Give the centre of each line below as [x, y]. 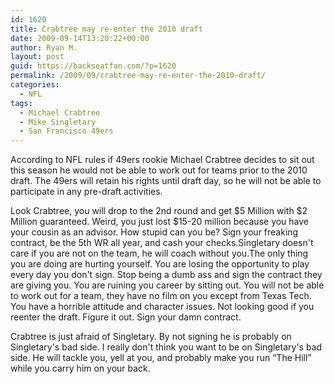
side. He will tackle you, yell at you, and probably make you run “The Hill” [161, 358]
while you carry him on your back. [80, 368]
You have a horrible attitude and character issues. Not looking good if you [162, 307]
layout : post [37, 57]
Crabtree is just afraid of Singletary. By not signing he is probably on [151, 337]
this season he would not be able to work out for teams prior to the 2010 [159, 170]
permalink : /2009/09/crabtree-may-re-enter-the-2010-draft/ [138, 76]
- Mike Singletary [58, 122]
